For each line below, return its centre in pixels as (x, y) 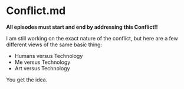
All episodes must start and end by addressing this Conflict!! (82, 27)
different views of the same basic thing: (54, 44)
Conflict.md (36, 11)
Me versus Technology (42, 62)
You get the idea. (27, 80)
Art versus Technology (42, 68)
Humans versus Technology (49, 56)
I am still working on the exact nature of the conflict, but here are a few (92, 38)
